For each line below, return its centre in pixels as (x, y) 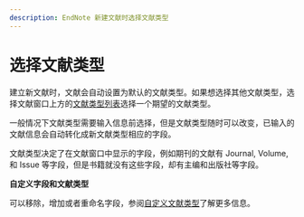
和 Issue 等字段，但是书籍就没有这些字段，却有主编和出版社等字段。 (137, 165)
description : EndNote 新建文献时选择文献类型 (89, 18)
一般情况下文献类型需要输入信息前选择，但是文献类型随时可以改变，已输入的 (152, 122)
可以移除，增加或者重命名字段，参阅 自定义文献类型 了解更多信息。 (132, 203)
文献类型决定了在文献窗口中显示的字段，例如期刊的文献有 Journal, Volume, (149, 153)
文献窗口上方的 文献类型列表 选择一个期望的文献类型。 (116, 103)
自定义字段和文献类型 (49, 184)
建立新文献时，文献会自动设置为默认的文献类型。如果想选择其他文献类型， (148, 92)
